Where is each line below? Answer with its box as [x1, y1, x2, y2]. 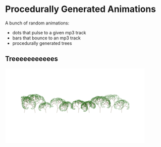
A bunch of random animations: [5, 20, 69, 26]
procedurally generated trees [12, 40, 72, 46]
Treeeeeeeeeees [5, 55, 58, 63]
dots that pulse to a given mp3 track [12, 29, 86, 35]
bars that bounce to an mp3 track [12, 35, 81, 41]
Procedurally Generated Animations [5, 3, 156, 15]
